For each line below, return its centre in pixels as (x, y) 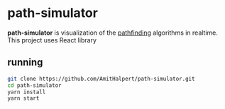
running (25, 63)
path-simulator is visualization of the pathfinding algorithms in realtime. (113, 33)
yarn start (23, 98)
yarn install (27, 92)
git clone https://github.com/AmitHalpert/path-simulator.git (101, 79)
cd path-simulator (34, 85)
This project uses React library (52, 40)
